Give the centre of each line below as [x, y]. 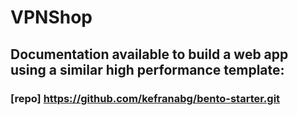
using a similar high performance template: [147, 69]
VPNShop [51, 17]
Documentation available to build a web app [149, 54]
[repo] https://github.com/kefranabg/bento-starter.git [145, 98]
